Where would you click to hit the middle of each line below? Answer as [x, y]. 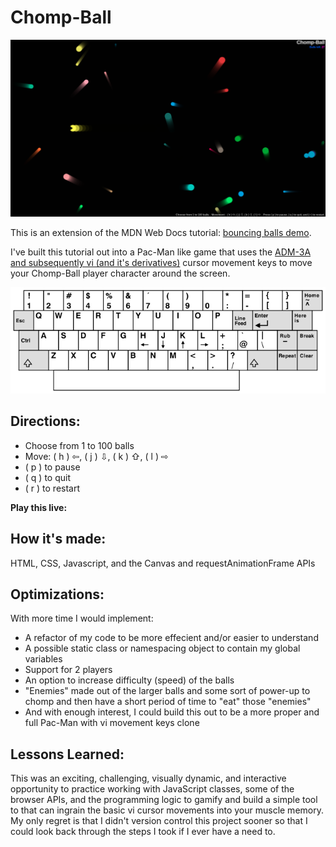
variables [43, 659]
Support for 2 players [68, 670]
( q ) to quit [47, 477]
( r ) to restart [52, 488]
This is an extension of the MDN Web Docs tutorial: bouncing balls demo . [161, 233]
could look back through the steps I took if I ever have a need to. [143, 832]
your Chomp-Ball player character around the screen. [120, 273]
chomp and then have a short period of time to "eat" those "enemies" [168, 702]
